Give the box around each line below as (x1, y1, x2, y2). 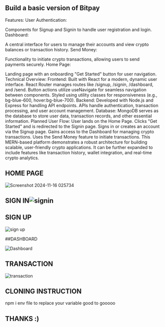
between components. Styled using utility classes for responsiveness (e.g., (5, 92, 158, 98)
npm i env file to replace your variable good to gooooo (5, 300, 116, 306)
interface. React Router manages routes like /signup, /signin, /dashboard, (5, 81, 154, 87)
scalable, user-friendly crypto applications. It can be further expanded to (5, 144, 153, 150)
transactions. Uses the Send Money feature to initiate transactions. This (5, 134, 150, 140)
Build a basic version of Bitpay (5, 4, 100, 12)
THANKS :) (5, 314, 39, 323)
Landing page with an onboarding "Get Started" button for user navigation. (5, 71, 157, 77)
